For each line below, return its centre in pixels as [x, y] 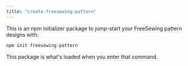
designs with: [22, 34]
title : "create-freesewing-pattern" [51, 11]
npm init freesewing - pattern [42, 45]
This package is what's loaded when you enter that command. [82, 57]
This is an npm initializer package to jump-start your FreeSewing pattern [94, 28]
